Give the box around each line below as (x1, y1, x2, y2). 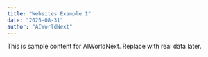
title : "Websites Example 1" (7, 10, 92, 17)
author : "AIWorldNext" (7, 23, 73, 30)
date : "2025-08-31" (7, 17, 64, 24)
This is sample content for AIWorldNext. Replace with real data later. (7, 42, 202, 51)
